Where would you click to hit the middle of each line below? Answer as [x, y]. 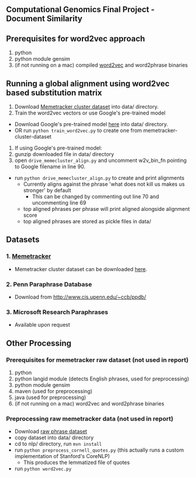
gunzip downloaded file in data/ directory [64, 154]
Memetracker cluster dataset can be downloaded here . [81, 269]
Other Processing [39, 343]
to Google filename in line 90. [50, 167]
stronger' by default [47, 190]
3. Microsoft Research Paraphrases [57, 312]
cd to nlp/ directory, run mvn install [58, 444]
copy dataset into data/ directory [54, 438]
